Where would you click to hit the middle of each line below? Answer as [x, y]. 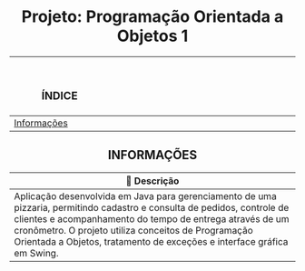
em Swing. [36, 253]
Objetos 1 [152, 36]
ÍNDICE [60, 96]
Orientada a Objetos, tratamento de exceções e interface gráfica [151, 241]
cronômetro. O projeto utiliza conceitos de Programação [133, 230]
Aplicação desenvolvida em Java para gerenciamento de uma [145, 196]
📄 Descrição [152, 181]
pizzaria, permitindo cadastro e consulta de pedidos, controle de [152, 207]
